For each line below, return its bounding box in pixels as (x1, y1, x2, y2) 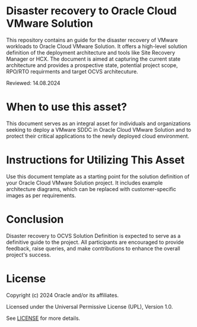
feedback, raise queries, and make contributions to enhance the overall (6, 245, 180, 252)
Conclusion (6, 212, 64, 226)
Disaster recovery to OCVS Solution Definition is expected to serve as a (6, 232, 181, 239)
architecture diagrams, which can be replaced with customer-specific (6, 185, 177, 192)
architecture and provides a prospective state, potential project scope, (6, 61, 178, 69)
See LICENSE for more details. (6, 315, 81, 322)
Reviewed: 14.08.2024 (6, 79, 61, 87)
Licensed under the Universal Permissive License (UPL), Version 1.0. (6, 303, 173, 310)
